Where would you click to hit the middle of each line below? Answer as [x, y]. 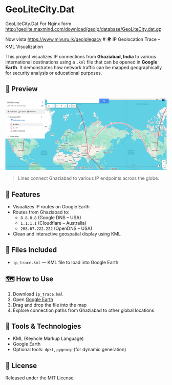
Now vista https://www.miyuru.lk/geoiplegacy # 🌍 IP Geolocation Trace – [83, 39]
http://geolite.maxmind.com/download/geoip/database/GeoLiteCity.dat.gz [83, 29]
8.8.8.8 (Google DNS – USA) [51, 218]
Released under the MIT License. [40, 378]
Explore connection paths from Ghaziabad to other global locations [83, 310]
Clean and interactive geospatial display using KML [67, 234]
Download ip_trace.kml [38, 294]
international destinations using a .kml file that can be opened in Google [81, 62]
